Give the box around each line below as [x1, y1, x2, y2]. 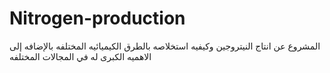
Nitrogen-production [9, 7, 186, 30]
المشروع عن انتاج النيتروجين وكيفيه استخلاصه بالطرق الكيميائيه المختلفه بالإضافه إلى [9, 40, 321, 52]
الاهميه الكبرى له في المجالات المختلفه [9, 50, 152, 62]
